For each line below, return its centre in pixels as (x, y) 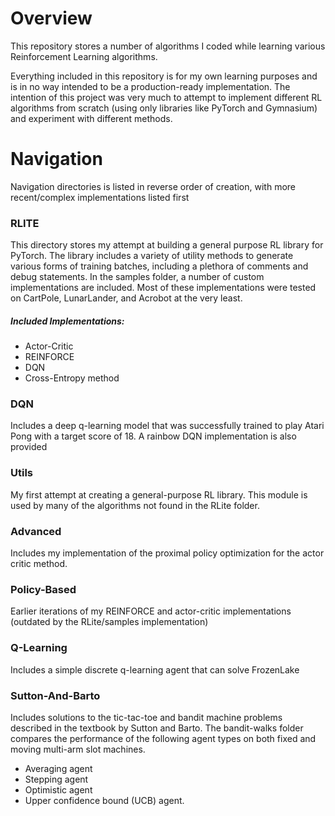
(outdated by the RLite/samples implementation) (109, 622)
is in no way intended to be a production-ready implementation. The (150, 86)
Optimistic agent (58, 789)
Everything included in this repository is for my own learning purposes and (164, 76)
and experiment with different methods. (91, 118)
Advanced (36, 531)
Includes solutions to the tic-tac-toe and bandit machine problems (146, 717)
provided (29, 447)
